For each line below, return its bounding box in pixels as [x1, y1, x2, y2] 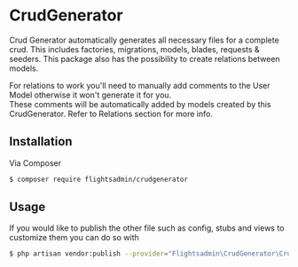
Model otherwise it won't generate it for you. [9, 90, 172, 100]
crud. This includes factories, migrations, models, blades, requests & [9, 43, 260, 54]
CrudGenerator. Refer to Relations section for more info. [9, 108, 213, 119]
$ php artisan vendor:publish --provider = [9, 249, 169, 258]
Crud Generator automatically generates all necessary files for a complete [9, 35, 279, 45]
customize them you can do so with [9, 232, 139, 243]
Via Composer [9, 157, 62, 169]
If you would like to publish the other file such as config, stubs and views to [9, 223, 285, 233]
